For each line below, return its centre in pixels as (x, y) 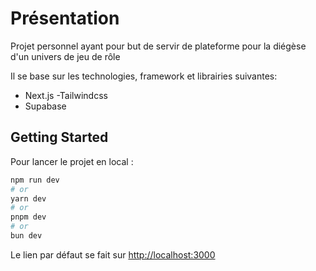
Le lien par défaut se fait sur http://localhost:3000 (113, 254)
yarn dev (28, 198)
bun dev (26, 236)
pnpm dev (28, 217)
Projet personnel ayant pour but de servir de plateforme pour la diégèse (158, 46)
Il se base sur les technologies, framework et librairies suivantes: (144, 76)
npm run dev (35, 180)
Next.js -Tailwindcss (66, 95)
